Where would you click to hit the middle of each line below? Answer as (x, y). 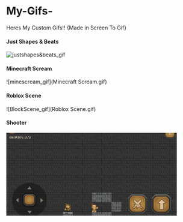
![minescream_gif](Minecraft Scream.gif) (57, 82)
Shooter (17, 123)
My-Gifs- (29, 11)
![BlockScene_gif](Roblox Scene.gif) (51, 109)
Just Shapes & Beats (33, 41)
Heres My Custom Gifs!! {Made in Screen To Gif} (67, 28)
